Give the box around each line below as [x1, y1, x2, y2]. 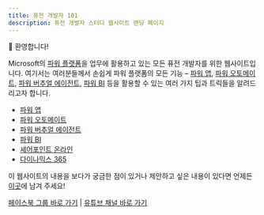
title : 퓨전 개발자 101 [8, 11, 78, 20]
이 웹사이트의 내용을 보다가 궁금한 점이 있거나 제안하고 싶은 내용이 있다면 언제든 [8, 171, 253, 180]
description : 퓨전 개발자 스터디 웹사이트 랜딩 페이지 [8, 19, 164, 27]
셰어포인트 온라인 [19, 144, 74, 154]
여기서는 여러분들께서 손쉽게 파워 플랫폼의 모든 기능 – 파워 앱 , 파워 [25, 68, 228, 77]
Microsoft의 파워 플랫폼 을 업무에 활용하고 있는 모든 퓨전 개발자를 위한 [8, 58, 223, 68]
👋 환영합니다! [8, 41, 49, 51]
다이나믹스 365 [19, 154, 67, 164]
